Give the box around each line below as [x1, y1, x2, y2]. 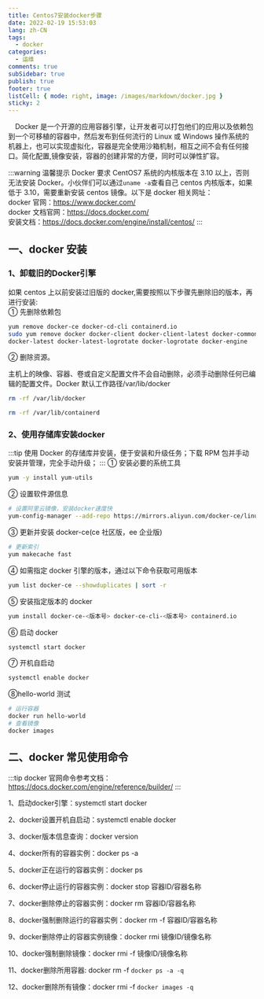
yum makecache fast [8, 550, 72, 558]
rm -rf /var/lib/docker [8, 395, 86, 403]
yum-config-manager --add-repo [8, 512, 111, 520]
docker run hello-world [8, 713, 86, 721]
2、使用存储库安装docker [8, 429, 105, 441]
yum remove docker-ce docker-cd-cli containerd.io [8, 323, 178, 330]
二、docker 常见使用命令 [8, 750, 129, 764]
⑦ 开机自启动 [8, 658, 55, 668]
